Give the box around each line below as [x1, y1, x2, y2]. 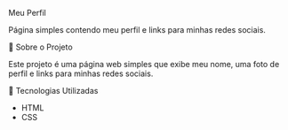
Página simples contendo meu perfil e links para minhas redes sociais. [8, 25, 266, 34]
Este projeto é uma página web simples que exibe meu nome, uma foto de [8, 59, 280, 69]
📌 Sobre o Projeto [8, 42, 73, 52]
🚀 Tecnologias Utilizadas [8, 86, 99, 96]
